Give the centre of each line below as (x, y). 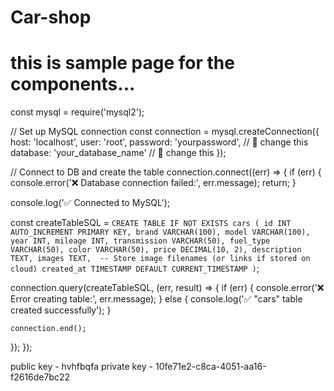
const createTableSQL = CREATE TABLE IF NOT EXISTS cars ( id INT (151, 223)
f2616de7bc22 (40, 377)
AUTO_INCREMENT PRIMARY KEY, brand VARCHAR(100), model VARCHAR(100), (160, 232)
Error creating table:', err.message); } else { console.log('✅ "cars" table (156, 299)
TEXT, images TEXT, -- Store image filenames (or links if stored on (160, 259)
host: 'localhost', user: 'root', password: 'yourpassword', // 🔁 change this (159, 142)
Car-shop (51, 17)
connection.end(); (48, 329)
